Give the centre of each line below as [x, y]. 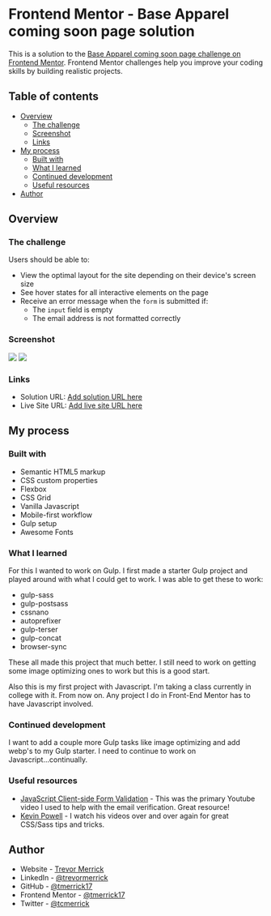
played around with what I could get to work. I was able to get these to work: [136, 580]
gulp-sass [37, 595]
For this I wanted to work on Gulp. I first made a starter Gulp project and [128, 571]
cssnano [34, 612]
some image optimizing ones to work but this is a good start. [109, 671]
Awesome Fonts [47, 532]
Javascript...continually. [48, 760]
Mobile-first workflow [56, 515]
